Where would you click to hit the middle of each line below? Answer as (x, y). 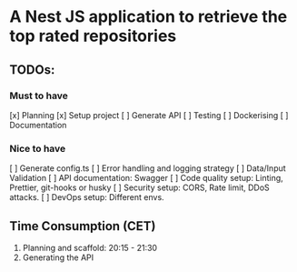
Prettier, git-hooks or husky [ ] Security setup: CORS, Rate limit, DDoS (139, 187)
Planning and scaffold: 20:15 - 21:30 (89, 247)
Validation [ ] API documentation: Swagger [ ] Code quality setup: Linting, (146, 178)
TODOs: (32, 70)
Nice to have (38, 148)
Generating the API (58, 257)
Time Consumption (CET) (83, 226)
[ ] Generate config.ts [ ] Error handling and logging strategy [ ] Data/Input (148, 168)
